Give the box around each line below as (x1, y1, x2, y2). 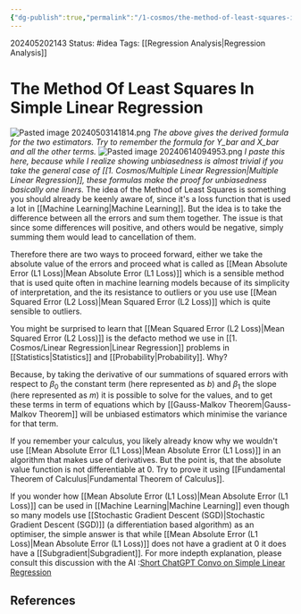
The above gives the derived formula (152, 127, 289, 138)
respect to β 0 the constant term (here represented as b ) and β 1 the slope (10, 378, 277, 391)
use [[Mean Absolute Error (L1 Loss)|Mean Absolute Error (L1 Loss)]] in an (10, 445, 281, 456)
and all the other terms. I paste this (10, 146, 285, 156)
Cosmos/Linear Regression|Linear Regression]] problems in (10, 341, 230, 353)
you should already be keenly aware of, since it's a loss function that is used (10, 193, 291, 204)
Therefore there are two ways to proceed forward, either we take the (10, 248, 263, 259)
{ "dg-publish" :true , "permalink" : (10, 13, 135, 22)
